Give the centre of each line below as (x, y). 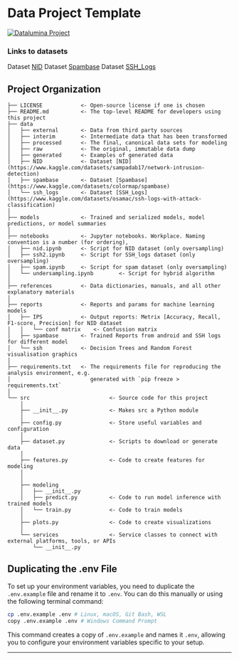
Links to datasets (38, 51)
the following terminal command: (55, 601)
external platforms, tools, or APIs (62, 541)
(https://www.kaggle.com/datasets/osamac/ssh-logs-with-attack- (105, 199)
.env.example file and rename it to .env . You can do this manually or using (115, 594)
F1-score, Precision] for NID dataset (65, 324)
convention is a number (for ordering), (68, 243)
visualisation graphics (43, 355)
